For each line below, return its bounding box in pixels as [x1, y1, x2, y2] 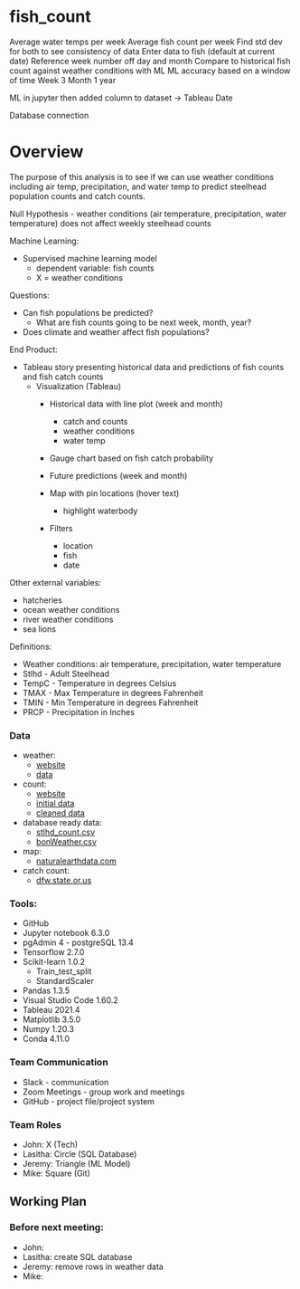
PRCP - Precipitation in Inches [22, 706, 136, 717]
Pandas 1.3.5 [22, 985, 70, 997]
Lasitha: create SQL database [22, 1251, 133, 1262]
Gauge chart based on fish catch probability [49, 453, 214, 463]
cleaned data [35, 807, 86, 818]
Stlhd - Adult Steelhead [22, 668, 110, 679]
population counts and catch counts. [9, 190, 146, 201]
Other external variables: [9, 577, 102, 587]
